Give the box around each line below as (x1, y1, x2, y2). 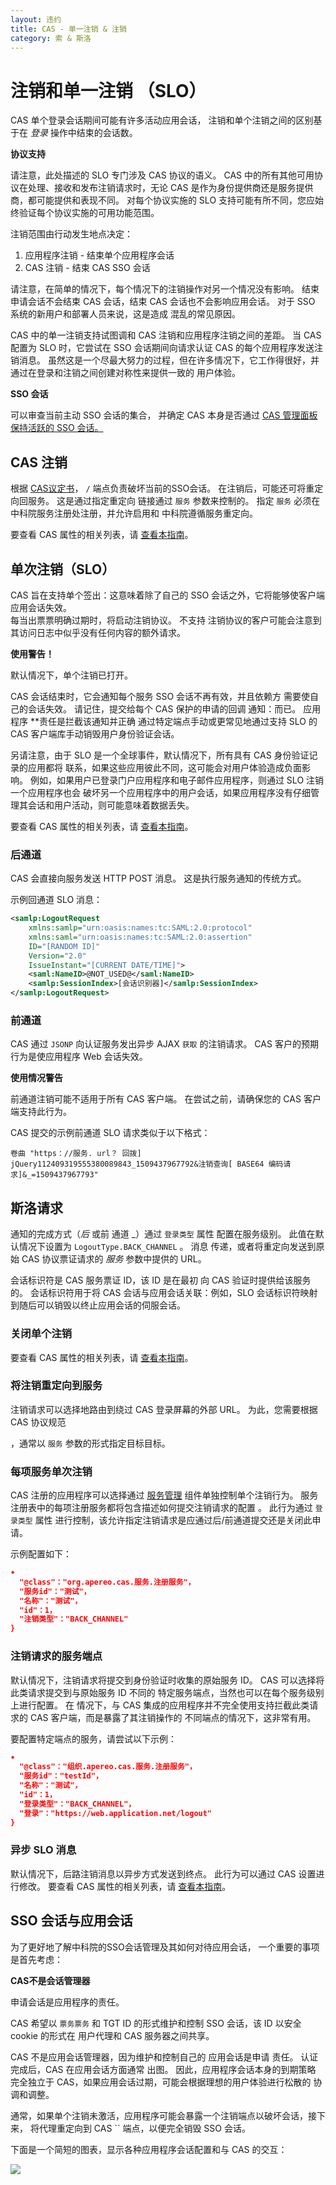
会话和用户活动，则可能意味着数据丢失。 (27, 799, 195, 811)
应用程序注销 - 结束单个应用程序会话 (24, 249, 175, 261)
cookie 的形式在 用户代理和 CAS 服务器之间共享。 (10, 2029, 215, 2041)
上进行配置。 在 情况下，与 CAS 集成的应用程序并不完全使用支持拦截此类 (10, 1699, 310, 1711)
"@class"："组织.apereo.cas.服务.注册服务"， (19, 1762, 197, 1772)
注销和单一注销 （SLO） (10, 79, 207, 102)
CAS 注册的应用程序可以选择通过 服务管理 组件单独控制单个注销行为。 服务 (10, 1489, 319, 1501)
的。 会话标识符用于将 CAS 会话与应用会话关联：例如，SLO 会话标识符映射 (10, 1287, 318, 1299)
